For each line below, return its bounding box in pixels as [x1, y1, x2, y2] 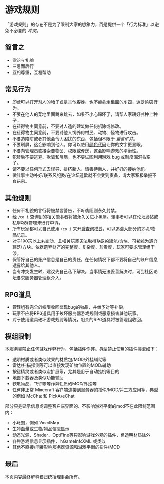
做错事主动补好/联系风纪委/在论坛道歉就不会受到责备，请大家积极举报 [12, 172, 152, 178]
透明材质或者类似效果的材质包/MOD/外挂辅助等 [12, 357, 107, 362]
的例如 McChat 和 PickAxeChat [12, 393, 75, 399]
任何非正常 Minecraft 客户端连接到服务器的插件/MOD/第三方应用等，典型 [12, 387, 159, 393]
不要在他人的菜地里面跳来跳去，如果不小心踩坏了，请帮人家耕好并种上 [12, 111, 154, 117]
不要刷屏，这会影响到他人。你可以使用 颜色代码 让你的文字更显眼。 [12, 141, 145, 147]
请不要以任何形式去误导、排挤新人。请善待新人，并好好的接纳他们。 [12, 166, 149, 172]
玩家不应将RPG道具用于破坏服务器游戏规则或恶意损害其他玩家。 [12, 310, 141, 316]
